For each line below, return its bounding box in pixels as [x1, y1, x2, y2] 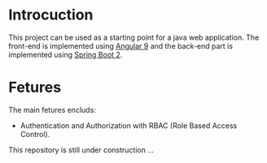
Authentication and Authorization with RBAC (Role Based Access [20, 120, 238, 131]
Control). [20, 129, 50, 139]
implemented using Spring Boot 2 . [8, 49, 123, 59]
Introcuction [8, 6, 94, 24]
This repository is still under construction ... [8, 144, 155, 155]
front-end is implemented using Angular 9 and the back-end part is [8, 41, 234, 50]
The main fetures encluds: [8, 105, 96, 114]
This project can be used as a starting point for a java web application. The [8, 32, 260, 42]
